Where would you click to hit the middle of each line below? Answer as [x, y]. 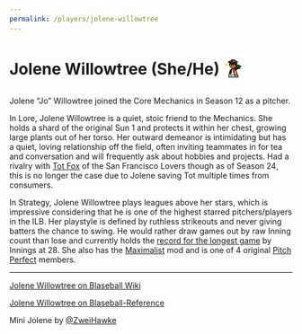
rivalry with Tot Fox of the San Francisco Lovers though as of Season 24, [144, 165]
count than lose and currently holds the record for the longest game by [141, 240]
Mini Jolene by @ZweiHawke [63, 320]
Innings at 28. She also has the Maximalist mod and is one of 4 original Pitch [151, 250]
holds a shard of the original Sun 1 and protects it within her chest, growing [148, 127]
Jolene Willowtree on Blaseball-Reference [87, 303]
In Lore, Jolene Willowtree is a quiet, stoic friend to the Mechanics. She [141, 118]
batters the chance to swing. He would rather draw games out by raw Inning [150, 231]
